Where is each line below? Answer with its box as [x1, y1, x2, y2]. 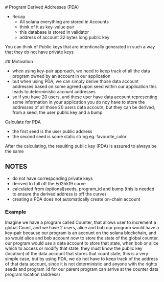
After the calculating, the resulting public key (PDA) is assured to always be [5, 143, 157, 149]
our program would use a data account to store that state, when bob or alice [5, 240, 159, 246]
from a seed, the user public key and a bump [12, 109, 103, 115]
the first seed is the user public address [12, 129, 93, 134]
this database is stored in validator [19, 29, 89, 35]
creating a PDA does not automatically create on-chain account [12, 196, 141, 202]
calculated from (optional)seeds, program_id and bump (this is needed [12, 186, 155, 192]
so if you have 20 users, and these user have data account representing [12, 94, 158, 100]
